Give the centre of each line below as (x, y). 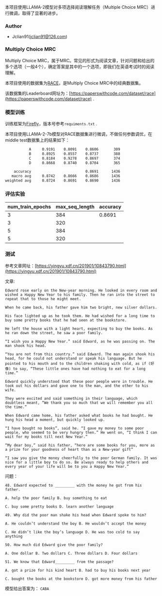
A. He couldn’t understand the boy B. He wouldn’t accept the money (76, 524)
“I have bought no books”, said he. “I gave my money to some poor (75, 428)
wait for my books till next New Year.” (47, 437)
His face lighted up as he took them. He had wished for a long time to (80, 316)
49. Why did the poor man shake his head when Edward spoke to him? (76, 515)
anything (14, 536)
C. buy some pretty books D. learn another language (59, 507)
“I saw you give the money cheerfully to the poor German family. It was (81, 458)
